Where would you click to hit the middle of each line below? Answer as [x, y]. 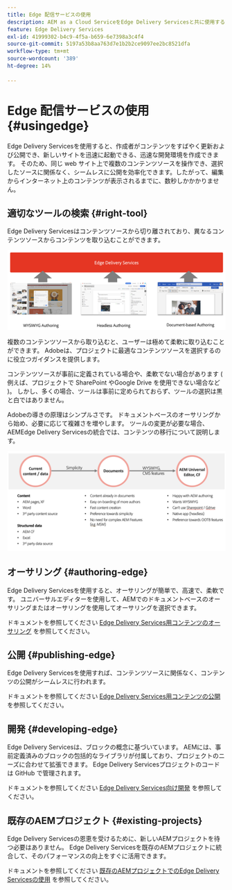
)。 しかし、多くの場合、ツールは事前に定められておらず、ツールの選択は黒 [115, 392]
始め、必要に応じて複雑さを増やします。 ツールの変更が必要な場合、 [111, 423]
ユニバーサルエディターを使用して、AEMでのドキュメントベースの [115, 599]
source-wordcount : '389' [43, 59]
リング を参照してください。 [53, 631]
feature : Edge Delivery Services [55, 29]
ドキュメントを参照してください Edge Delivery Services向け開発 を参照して [115, 788]
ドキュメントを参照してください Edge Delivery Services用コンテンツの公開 [114, 696]
